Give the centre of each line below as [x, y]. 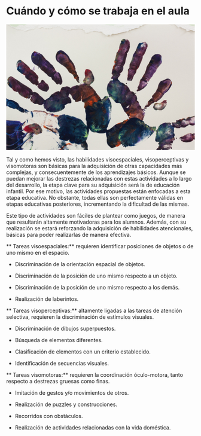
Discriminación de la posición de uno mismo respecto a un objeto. [96, 276]
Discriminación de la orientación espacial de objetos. [80, 264]
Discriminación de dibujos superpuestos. [65, 328]
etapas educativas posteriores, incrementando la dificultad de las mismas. [98, 204]
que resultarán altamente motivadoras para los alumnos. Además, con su [96, 222]
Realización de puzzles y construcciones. [66, 404]
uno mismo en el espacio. [38, 252]
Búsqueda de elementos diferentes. [59, 340]
